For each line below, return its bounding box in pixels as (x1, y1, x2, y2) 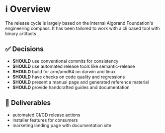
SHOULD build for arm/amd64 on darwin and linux (12, 68, 116, 74)
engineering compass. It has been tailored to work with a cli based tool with (5, 25, 160, 31)
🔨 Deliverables (5, 99, 51, 107)
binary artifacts (5, 30, 36, 37)
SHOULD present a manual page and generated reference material (12, 79, 149, 85)
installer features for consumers (12, 117, 78, 123)
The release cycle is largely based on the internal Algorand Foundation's (5, 20, 154, 26)
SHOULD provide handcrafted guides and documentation (12, 84, 130, 90)
